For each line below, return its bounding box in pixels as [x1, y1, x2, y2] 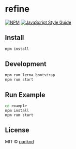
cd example [5, 103, 27, 108]
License [5, 126, 30, 134]
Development [5, 60, 47, 68]
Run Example [5, 91, 46, 99]
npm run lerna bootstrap [5, 73, 55, 78]
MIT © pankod [5, 139, 34, 145]
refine [5, 3, 30, 15]
